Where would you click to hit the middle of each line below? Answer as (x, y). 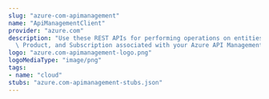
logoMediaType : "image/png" (55, 61)
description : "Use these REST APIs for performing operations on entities (136, 38)
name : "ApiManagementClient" (57, 23)
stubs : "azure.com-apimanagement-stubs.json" (85, 82)
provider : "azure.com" (46, 30)
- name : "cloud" (35, 75)
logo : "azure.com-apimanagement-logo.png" (80, 53)
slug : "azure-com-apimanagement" (64, 16)
